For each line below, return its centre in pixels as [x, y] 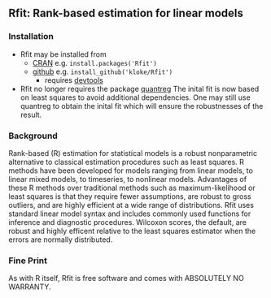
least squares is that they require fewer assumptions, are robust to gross [130, 196]
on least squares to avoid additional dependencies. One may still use [135, 97]
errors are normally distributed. [61, 240]
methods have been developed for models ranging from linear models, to [131, 171]
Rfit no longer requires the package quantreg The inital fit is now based [140, 89]
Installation [31, 37]
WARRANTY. [30, 287]
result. [31, 114]
